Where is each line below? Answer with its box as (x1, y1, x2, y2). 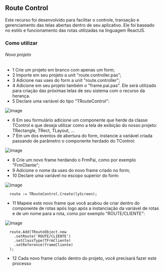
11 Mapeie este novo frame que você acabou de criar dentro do (12, 200, 140, 206)
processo (12, 260, 32, 266)
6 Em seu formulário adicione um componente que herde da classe (12, 117, 148, 123)
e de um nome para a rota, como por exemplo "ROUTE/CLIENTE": (12, 210, 145, 216)
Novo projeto (5, 51, 31, 58)
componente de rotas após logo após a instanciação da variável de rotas (12, 205, 159, 211)
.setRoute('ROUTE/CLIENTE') (14, 234, 71, 239)
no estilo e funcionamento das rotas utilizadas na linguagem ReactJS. (5, 27, 145, 33)
